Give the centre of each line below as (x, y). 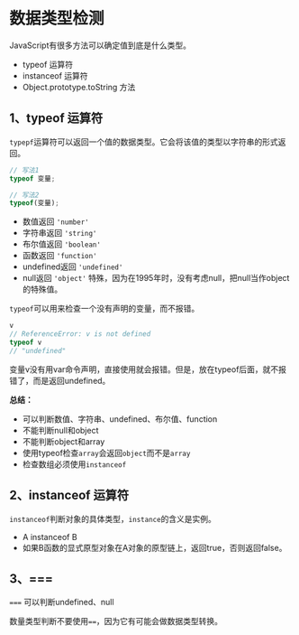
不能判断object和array (63, 441)
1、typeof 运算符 (56, 118)
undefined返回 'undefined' (72, 266)
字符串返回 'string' (59, 233)
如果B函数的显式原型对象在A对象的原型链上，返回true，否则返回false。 (154, 547)
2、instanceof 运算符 (69, 495)
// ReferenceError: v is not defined (80, 334)
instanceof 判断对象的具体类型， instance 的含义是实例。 (113, 518)
